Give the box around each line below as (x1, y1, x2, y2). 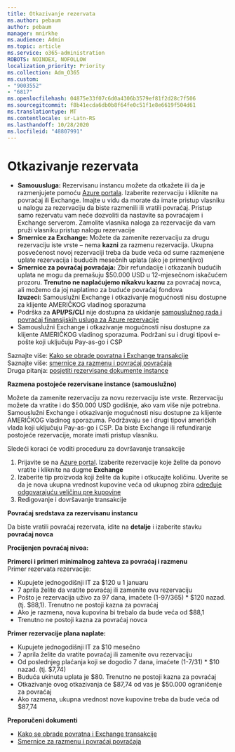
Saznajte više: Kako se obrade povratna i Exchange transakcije (7, 352, 189, 360)
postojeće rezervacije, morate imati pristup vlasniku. (7, 431, 159, 440)
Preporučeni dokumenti (7, 716, 79, 725)
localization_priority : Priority (7, 62, 105, 70)
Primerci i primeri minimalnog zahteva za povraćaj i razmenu (7, 558, 188, 566)
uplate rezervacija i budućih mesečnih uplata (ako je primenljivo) (17, 256, 204, 264)
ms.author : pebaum (7, 17, 61, 24)
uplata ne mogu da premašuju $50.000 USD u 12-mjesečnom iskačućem (17, 271, 228, 279)
